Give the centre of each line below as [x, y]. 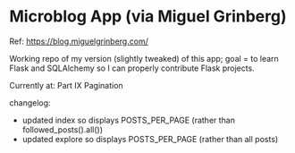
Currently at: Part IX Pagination [66, 85]
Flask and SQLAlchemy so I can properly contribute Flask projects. [132, 68]
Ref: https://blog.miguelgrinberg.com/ [79, 41]
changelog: [30, 102]
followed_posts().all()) [63, 129]
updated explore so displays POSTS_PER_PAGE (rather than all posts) [150, 139]
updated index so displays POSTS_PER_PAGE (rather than [128, 120]
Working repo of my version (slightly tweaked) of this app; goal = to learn [144, 58]
